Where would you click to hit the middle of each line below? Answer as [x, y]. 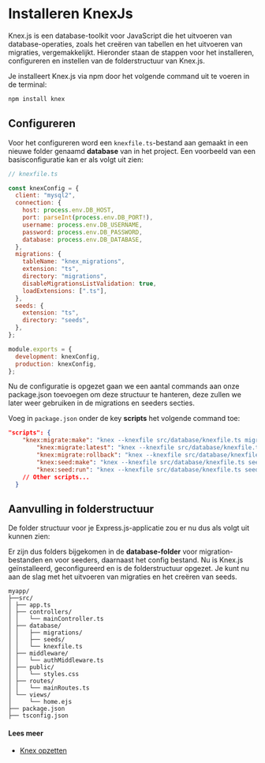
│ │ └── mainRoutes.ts [49, 688]
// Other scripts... [56, 477]
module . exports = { [40, 349]
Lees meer [26, 733]
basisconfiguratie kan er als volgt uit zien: [76, 160]
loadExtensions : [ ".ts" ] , [65, 291]
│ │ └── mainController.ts [56, 619]
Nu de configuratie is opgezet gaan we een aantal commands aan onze [124, 386]
